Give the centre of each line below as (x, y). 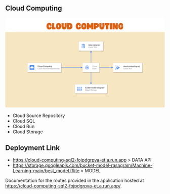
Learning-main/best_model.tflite (46, 171)
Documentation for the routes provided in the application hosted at (75, 181)
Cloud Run (24, 127)
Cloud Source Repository (39, 115)
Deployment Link (32, 148)
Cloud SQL (24, 121)
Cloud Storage (28, 132)
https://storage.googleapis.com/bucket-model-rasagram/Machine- (82, 165)
